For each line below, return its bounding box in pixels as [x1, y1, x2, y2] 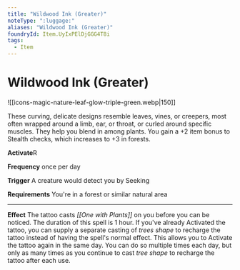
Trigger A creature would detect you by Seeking [7, 176, 150, 184]
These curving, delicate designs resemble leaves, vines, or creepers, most [7, 111, 227, 120]
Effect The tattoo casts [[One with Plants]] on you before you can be [7, 210, 210, 219]
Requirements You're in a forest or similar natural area [7, 190, 168, 199]
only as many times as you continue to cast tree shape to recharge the [7, 248, 215, 257]
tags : [7, 37, 24, 44]
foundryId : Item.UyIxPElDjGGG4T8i [7, 30, 111, 38]
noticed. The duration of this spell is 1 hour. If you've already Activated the [7, 218, 226, 226]
